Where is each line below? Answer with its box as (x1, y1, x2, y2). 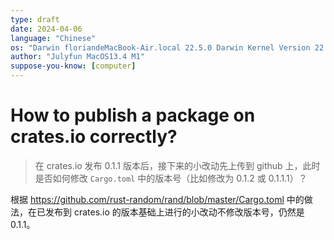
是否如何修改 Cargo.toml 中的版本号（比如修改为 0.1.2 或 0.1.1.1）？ (34, 172, 308, 184)
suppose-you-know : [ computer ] (10, 61, 137, 71)
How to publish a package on (10, 104, 256, 127)
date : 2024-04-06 (10, 24, 83, 34)
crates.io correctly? (10, 126, 178, 148)
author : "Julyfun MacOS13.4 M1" (10, 52, 145, 62)
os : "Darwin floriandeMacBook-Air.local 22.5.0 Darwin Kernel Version (10, 42, 311, 53)
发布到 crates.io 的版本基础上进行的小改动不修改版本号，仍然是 (44, 206, 305, 218)
